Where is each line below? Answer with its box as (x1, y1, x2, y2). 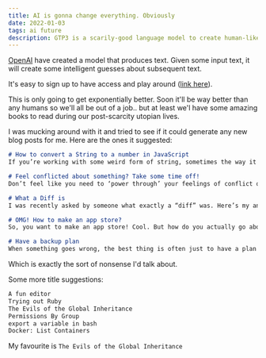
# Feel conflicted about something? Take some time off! (8, 172, 200, 180)
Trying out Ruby (8, 297, 62, 306)
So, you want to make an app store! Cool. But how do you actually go (8, 223, 246, 231)
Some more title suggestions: (8, 275, 104, 284)
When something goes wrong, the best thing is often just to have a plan (8, 245, 257, 253)
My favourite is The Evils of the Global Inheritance (8, 341, 184, 351)
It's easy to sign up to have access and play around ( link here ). (8, 79, 213, 89)
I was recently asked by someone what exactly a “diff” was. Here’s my (8, 202, 249, 210)
